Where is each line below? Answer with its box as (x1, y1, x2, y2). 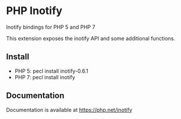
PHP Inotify (6, 4, 63, 18)
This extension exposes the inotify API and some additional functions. (6, 35, 176, 42)
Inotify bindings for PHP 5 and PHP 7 (6, 23, 96, 30)
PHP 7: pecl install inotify (14, 73, 75, 80)
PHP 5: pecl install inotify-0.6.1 (14, 67, 88, 74)
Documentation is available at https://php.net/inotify (6, 106, 133, 113)
